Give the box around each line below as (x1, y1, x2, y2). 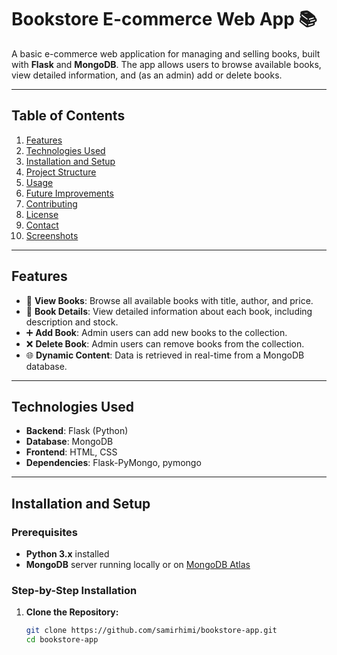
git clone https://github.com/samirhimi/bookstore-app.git (25, 626, 278, 636)
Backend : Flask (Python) (25, 425, 129, 437)
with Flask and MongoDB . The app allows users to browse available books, (11, 58, 322, 70)
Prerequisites (11, 525, 78, 539)
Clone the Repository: (25, 606, 119, 618)
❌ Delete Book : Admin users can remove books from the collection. (25, 337, 305, 350)
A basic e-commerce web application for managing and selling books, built (11, 47, 321, 60)
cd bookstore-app (25, 635, 99, 645)
